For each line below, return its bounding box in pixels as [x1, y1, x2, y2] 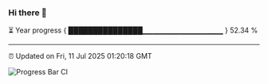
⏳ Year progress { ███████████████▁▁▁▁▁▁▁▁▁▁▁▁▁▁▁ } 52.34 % [8, 25, 258, 35]
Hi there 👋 [8, 7, 48, 18]
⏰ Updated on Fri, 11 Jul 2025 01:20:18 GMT [8, 52, 153, 61]
